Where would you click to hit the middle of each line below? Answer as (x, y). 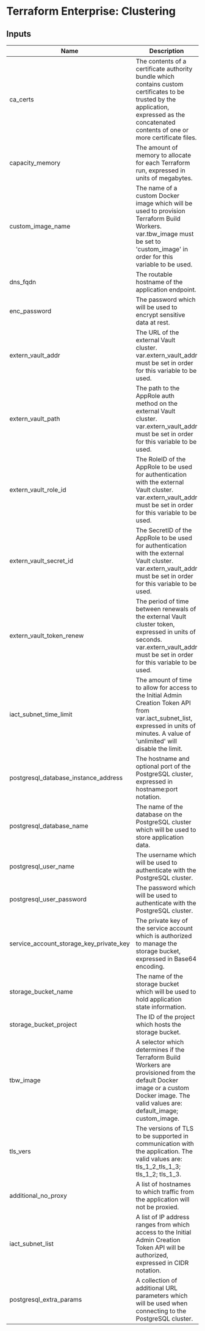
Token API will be (160, 1248)
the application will (163, 1199)
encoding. (150, 966)
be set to (148, 241)
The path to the (158, 388)
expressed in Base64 (166, 959)
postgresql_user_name (42, 866)
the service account (164, 928)
